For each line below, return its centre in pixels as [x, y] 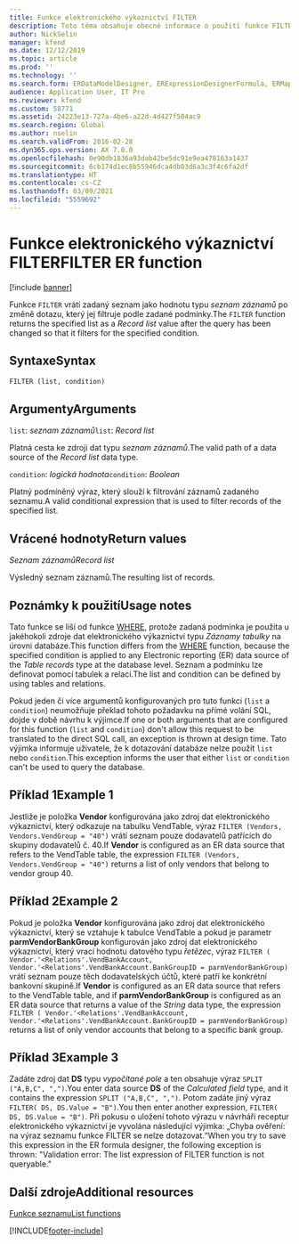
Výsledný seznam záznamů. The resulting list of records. [112, 577]
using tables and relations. [57, 683]
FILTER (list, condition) [57, 381]
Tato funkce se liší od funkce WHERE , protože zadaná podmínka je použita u [149, 626]
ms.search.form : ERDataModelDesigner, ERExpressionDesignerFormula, [139, 84]
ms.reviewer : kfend [45, 100]
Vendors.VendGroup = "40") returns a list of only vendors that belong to [139, 864]
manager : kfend [37, 42]
